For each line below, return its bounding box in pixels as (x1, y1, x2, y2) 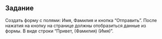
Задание (5, 4, 34, 12)
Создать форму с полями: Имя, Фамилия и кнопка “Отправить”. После (5, 17, 157, 23)
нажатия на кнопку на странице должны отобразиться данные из (5, 22, 146, 28)
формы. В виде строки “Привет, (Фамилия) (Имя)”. (5, 27, 114, 34)
